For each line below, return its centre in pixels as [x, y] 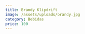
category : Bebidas [25, 19]
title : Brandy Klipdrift [31, 10]
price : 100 [17, 24]
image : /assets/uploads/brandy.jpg [43, 14]
